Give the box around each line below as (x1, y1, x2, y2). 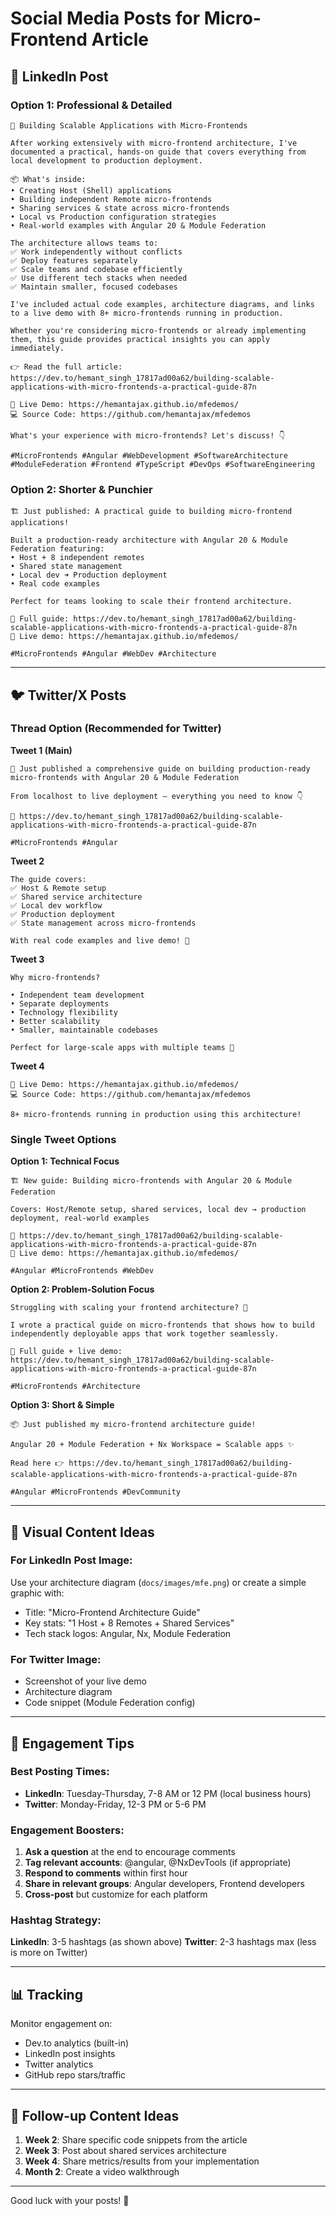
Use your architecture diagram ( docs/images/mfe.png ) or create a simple (10, 1576, 307, 1588)
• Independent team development (10, 990, 145, 1000)
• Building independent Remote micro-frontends (10, 194, 213, 204)
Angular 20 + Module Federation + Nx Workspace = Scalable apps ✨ (10, 1440, 295, 1450)
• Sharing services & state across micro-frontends (10, 203, 230, 213)
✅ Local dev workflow (10, 900, 103, 911)
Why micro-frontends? (10, 972, 101, 982)
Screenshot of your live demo (24, 1675, 147, 1687)
